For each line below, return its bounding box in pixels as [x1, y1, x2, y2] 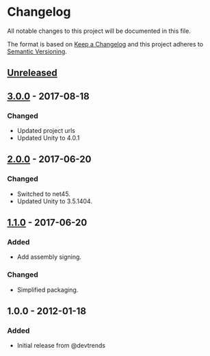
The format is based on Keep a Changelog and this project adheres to [7, 40, 204, 48]
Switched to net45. [16, 190, 70, 198]
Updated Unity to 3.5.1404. [16, 196, 92, 205]
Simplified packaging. [16, 285, 79, 294]
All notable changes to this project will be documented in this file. [7, 27, 192, 35]
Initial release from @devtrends [16, 342, 106, 350]
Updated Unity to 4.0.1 [16, 134, 80, 142]
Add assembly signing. [16, 253, 82, 261]
